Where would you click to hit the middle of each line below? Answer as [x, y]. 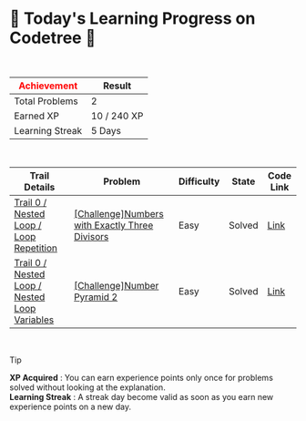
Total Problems [46, 101]
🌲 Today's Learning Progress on [133, 19]
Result [117, 86]
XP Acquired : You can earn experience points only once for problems [141, 377]
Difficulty [199, 181]
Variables [34, 320]
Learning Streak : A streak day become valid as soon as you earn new [142, 396]
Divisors [92, 236]
